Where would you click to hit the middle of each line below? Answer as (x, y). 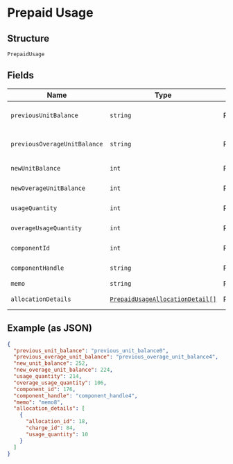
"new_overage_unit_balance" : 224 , (63, 370)
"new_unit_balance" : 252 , (51, 363)
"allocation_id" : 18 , (57, 422)
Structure (28, 38)
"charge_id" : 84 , (51, 428)
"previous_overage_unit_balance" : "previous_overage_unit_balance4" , (116, 357)
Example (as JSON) (50, 328)
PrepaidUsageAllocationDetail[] (163, 299)
